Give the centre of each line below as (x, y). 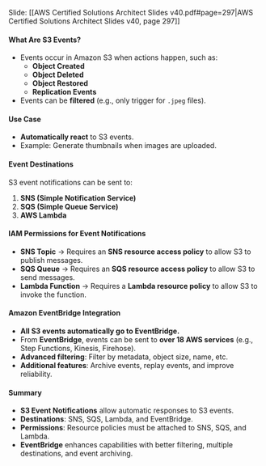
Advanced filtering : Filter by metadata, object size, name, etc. (124, 357)
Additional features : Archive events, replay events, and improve (127, 366)
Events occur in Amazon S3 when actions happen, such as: (119, 57)
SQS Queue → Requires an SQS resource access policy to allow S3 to (137, 269)
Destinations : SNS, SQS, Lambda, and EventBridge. (107, 419)
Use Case (25, 119)
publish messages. (51, 260)
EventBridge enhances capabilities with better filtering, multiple (126, 445)
